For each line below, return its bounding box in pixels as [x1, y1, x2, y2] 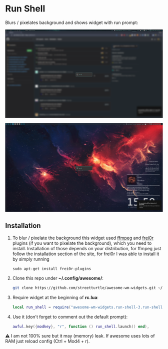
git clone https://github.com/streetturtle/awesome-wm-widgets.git [12, 285, 156, 290]
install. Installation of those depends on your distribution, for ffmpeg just [12, 245, 161, 251]
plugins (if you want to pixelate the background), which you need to [12, 240, 152, 246]
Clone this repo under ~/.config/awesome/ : [12, 275, 103, 281]
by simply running [12, 256, 50, 262]
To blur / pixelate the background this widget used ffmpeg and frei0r [12, 235, 154, 241]
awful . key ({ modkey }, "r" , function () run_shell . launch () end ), [12, 324, 149, 329]
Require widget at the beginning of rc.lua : [12, 294, 99, 300]
